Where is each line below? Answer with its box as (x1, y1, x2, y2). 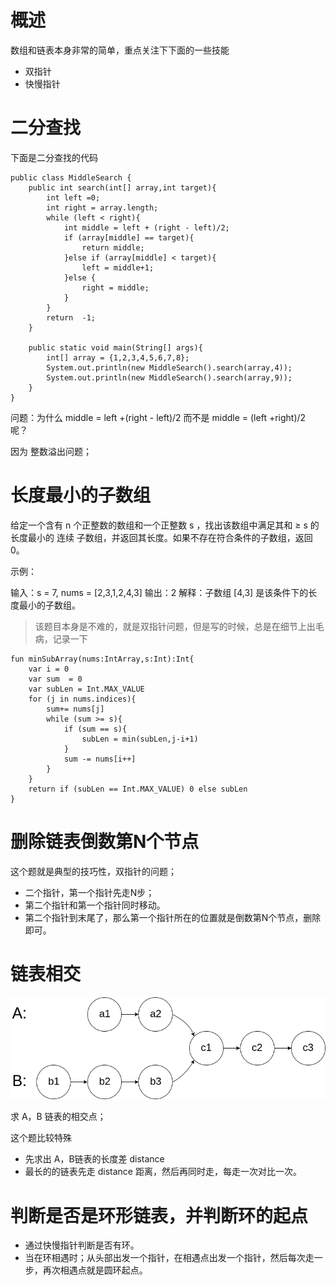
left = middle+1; (81, 262, 155, 273)
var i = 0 (28, 664, 70, 674)
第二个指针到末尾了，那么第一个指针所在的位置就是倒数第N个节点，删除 (24, 911, 322, 923)
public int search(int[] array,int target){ (28, 182, 217, 193)
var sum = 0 (28, 674, 83, 684)
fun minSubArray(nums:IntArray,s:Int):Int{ (10, 654, 195, 664)
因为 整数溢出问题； (10, 445, 92, 457)
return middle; (81, 242, 145, 253)
